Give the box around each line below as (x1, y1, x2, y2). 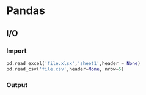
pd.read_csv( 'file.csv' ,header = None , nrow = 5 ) (6, 66, 124, 72)
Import (6, 47, 27, 55)
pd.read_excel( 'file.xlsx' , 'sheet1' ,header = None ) (6, 60, 141, 66)
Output (6, 80, 28, 89)
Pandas (6, 4, 46, 18)
